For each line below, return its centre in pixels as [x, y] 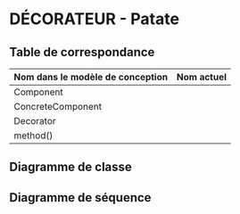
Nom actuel [202, 77]
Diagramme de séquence [80, 198]
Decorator [35, 121]
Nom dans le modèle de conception [91, 77]
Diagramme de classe [70, 167]
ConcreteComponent [58, 107]
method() [33, 136]
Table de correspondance [82, 52]
